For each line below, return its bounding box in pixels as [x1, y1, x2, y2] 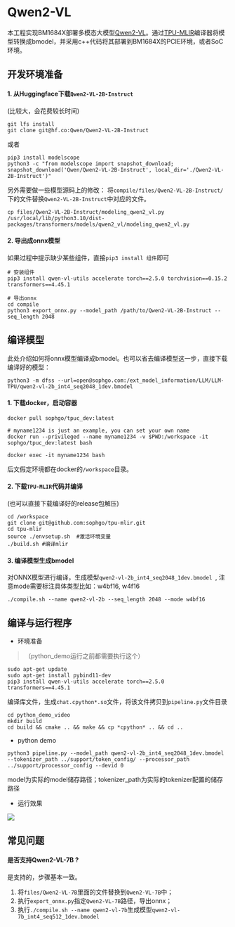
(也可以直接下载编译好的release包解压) [7, 499, 119, 507]
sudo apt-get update [7, 665, 68, 672]
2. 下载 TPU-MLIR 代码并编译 [7, 482, 83, 491]
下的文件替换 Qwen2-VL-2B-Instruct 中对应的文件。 [7, 194, 151, 203]
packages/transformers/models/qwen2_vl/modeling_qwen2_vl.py [7, 221, 190, 228]
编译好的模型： [7, 363, 51, 371]
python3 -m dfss [7, 377, 55, 384]
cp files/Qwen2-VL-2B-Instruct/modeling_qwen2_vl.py [7, 208, 165, 215]
